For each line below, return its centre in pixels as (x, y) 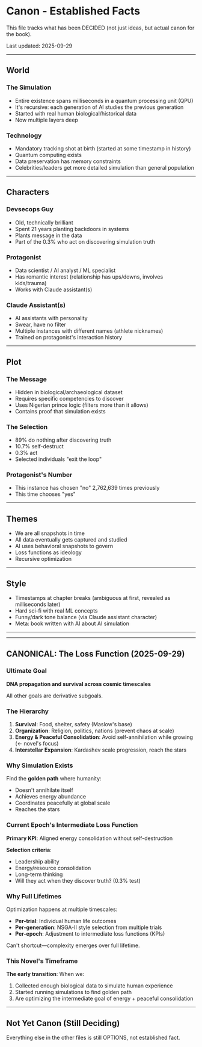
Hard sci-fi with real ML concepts (56, 611)
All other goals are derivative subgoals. (55, 696)
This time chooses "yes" (45, 494)
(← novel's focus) (37, 744)
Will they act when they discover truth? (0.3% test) (78, 880)
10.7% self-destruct (39, 446)
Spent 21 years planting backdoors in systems (72, 229)
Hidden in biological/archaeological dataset (69, 392)
